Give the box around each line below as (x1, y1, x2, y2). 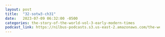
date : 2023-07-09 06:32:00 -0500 (5, 16, 78, 21)
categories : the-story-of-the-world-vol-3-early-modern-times (5, 20, 135, 25)
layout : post (5, 7, 32, 12)
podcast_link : (5, 25, 34, 30)
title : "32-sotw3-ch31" (5, 12, 56, 16)
